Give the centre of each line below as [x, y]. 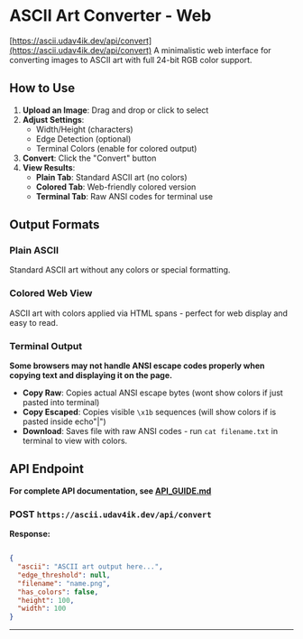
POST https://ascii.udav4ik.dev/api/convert [110, 514]
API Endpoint [46, 469]
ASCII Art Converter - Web [110, 16]
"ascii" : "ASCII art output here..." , [91, 567]
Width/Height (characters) [84, 129]
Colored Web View [51, 293]
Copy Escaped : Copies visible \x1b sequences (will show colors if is [149, 412]
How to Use [42, 88]
